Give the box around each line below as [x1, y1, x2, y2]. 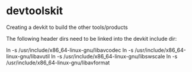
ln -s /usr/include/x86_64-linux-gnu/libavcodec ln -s [6, 46, 134, 54]
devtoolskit [6, 4, 63, 18]
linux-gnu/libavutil [6, 53, 50, 60]
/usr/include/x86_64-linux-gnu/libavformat [6, 59, 110, 66]
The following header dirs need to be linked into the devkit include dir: [6, 35, 177, 42]
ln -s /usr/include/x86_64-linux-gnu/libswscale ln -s [51, 53, 178, 60]
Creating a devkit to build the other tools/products [6, 24, 129, 31]
